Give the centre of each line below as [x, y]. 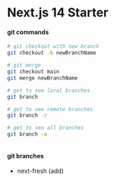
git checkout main [33, 72]
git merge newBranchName [42, 78]
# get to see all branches [46, 128]
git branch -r [27, 116]
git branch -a [27, 134]
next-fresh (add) [40, 171]
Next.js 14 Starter [58, 13]
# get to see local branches [49, 90]
